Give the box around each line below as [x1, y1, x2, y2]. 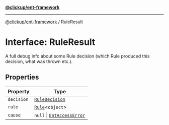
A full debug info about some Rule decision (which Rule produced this [5, 53, 150, 59]
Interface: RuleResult [5, 36, 96, 48]
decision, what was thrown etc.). [5, 58, 73, 65]
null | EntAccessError [34, 111, 86, 118]
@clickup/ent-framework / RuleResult [5, 19, 83, 25]
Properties [5, 73, 39, 82]
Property [8, 88, 30, 95]
